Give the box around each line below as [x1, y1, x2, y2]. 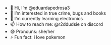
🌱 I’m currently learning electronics [10, 16, 83, 21]
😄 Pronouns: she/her [10, 28, 54, 34]
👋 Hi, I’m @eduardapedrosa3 [10, 5, 70, 11]
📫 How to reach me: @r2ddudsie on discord [10, 21, 103, 27]
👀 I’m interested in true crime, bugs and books [10, 10, 106, 16]
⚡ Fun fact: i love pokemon [10, 34, 66, 40]
